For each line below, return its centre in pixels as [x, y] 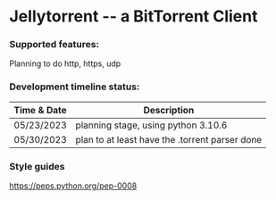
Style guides [37, 166]
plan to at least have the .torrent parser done [169, 139]
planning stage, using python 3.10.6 [151, 125]
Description [169, 110]
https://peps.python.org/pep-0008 [73, 186]
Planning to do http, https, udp [65, 63]
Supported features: [54, 45]
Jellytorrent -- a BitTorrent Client [134, 17]
